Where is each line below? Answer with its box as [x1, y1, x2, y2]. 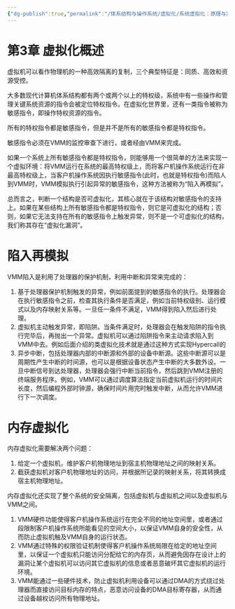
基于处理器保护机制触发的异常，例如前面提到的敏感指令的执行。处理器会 [17, 287, 226, 295]
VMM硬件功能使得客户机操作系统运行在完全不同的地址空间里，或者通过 [17, 515, 223, 523]
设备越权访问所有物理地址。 [23, 594, 104, 603]
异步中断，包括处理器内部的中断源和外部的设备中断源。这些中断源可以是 [17, 349, 226, 357]
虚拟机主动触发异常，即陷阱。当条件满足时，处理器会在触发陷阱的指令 [17, 322, 220, 330]
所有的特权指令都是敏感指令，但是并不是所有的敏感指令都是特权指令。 [7, 123, 210, 132]
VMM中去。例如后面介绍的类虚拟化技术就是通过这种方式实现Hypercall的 [17, 340, 226, 348]
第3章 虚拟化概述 [7, 43, 104, 58]
